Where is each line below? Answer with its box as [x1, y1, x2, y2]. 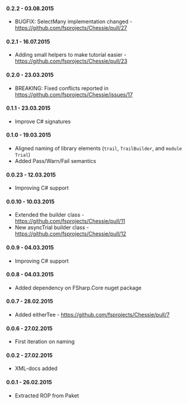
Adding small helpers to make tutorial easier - [14, 51, 127, 58]
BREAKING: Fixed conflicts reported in [14, 84, 109, 92]
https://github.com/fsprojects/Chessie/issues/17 [14, 91, 133, 98]
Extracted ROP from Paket [14, 391, 79, 399]
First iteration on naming [14, 338, 75, 346]
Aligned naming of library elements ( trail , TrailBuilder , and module [14, 145, 183, 152]
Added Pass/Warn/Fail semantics [14, 158, 96, 165]
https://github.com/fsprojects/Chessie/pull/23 [14, 57, 128, 65]
